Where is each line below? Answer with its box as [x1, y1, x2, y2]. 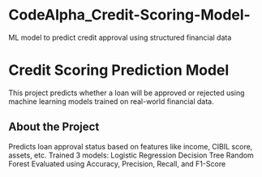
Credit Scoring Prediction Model [8, 61, 230, 80]
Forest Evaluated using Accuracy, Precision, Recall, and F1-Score [8, 158, 226, 168]
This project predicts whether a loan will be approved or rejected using [8, 88, 245, 97]
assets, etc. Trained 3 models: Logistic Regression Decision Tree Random [8, 150, 254, 160]
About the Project [8, 120, 100, 134]
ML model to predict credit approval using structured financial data [8, 32, 232, 42]
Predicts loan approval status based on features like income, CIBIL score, [8, 141, 253, 151]
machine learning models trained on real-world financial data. [8, 96, 214, 106]
